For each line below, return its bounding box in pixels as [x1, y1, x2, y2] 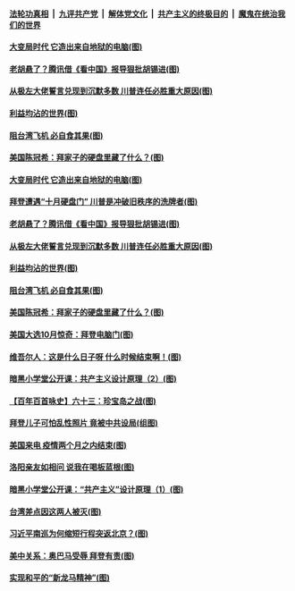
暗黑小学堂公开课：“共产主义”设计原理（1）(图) [9, 484, 184, 495]
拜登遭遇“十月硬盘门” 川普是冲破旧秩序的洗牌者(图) [9, 197, 198, 207]
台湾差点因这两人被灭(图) [9, 506, 102, 517]
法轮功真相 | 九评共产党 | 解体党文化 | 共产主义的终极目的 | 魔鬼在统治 [9, 8, 278, 19]
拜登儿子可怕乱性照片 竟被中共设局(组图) [9, 418, 158, 428]
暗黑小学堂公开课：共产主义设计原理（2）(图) [9, 374, 177, 384]
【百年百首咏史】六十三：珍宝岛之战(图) [9, 395, 156, 406]
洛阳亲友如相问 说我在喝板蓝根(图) [9, 461, 135, 473]
